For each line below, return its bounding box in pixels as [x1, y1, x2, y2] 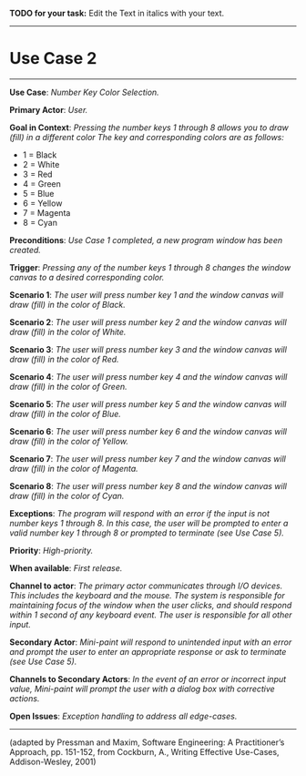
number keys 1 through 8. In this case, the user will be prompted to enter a [9, 517, 289, 528]
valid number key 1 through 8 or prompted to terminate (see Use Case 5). [9, 527, 285, 538]
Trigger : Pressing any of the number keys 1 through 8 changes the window [9, 261, 291, 272]
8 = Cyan [22, 217, 57, 228]
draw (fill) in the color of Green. [9, 381, 127, 392]
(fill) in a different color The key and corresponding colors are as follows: [9, 131, 285, 142]
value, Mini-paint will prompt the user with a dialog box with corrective [9, 683, 275, 694]
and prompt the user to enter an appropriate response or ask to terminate [9, 646, 287, 657]
